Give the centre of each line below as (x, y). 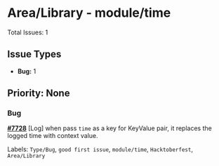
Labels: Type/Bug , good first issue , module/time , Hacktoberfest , (100, 149)
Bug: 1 (27, 71)
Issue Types (34, 54)
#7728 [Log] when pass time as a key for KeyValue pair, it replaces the (109, 128)
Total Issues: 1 (28, 32)
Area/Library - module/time (89, 13)
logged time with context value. (53, 136)
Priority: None (39, 94)
